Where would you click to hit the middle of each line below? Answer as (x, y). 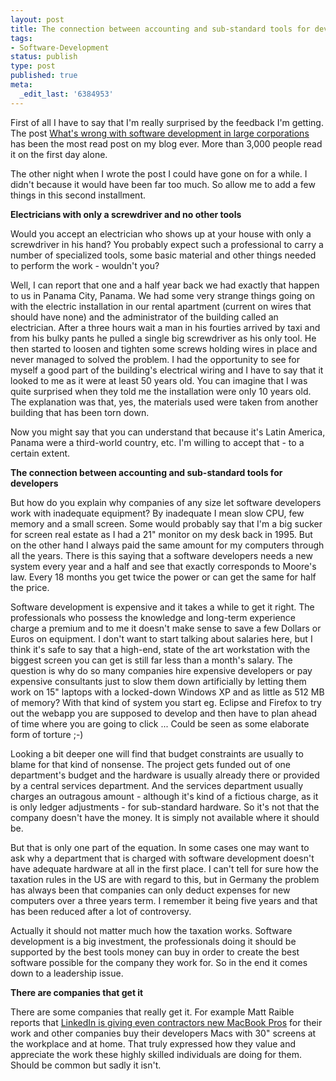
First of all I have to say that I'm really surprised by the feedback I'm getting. (167, 122)
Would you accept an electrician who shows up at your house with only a (161, 233)
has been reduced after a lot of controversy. (101, 911)
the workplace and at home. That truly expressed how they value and (153, 1043)
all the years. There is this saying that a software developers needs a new (161, 555)
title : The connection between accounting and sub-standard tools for (160, 29)
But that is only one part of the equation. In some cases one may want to (160, 847)
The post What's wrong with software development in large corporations (160, 133)
